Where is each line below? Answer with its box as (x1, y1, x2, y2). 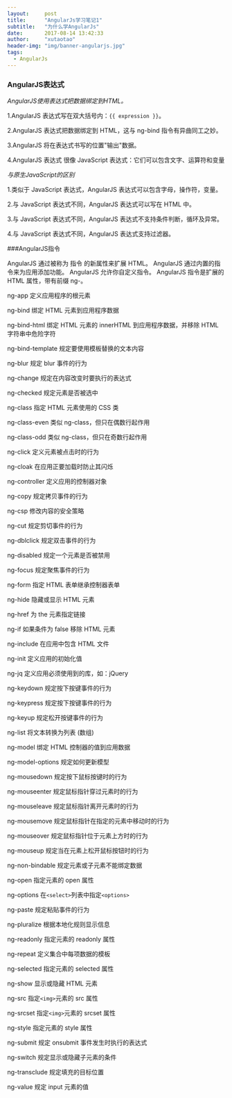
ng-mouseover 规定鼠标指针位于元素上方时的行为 (7, 832, 148, 840)
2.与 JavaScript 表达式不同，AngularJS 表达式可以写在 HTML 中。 (7, 200, 195, 208)
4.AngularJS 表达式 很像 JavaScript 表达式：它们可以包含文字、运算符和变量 (7, 156, 225, 164)
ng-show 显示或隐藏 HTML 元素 (7, 979, 98, 988)
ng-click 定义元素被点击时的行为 (7, 448, 99, 456)
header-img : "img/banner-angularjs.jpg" (7, 42, 126, 49)
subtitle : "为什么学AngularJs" (7, 23, 100, 30)
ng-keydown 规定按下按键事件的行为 (7, 684, 112, 692)
